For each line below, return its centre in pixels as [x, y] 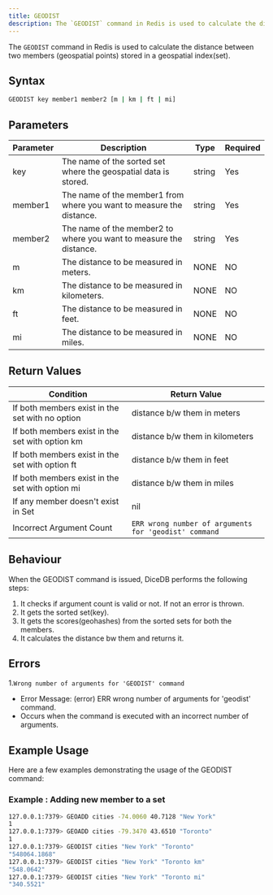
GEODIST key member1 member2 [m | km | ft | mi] [92, 100]
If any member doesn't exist [66, 501]
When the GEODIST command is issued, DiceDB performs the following [128, 579]
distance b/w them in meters [186, 413]
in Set [24, 511]
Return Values [45, 371]
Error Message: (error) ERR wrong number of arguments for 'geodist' [136, 699]
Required [243, 148]
